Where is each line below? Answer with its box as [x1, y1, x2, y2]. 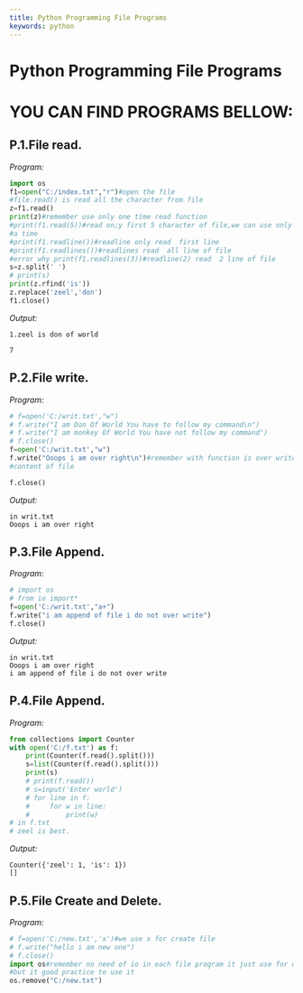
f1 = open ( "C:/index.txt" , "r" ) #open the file [9, 187, 176, 197]
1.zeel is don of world [9, 330, 99, 339]
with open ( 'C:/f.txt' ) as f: [9, 743, 119, 752]
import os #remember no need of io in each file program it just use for [9, 960, 289, 969]
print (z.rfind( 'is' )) [9, 280, 91, 289]
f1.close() [9, 296, 50, 305]
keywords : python [9, 22, 75, 31]
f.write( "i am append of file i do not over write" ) [9, 611, 212, 621]
